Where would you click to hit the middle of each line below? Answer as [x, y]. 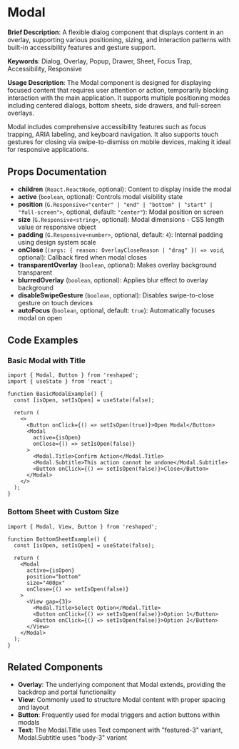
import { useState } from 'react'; [60, 382]
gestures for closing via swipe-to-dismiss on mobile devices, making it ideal [119, 142]
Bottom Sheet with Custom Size [63, 512]
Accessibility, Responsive [45, 68]
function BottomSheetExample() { [57, 539]
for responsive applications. [48, 149]
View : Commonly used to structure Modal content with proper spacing [122, 699]
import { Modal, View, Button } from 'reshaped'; [83, 526]
